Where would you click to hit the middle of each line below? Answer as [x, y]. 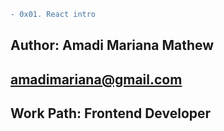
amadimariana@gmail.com [96, 79]
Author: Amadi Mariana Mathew [112, 45]
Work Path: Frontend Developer [111, 113]
